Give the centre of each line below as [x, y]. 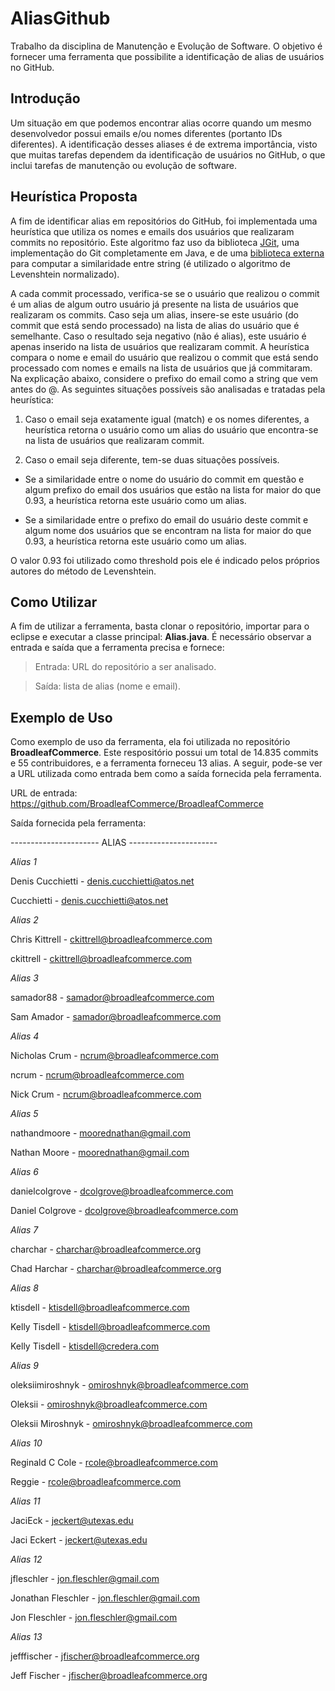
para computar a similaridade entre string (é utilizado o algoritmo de [150, 263]
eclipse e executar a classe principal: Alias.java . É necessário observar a [161, 637]
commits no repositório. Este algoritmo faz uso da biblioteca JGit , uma [155, 242]
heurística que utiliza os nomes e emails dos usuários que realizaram [152, 231]
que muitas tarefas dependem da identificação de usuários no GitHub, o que [168, 154]
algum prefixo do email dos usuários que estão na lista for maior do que [173, 489]
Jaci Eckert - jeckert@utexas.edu [79, 1540]
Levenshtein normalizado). [65, 274]
